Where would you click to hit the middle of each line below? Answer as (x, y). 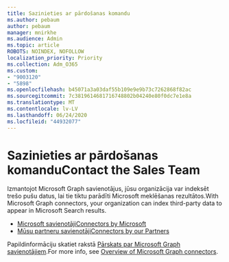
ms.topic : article (33, 45)
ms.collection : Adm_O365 (43, 64)
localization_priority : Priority (55, 58)
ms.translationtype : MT (41, 103)
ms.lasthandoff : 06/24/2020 (47, 115)
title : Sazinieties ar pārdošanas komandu (69, 13)
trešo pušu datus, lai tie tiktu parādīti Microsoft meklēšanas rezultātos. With (113, 196)
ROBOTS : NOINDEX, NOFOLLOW (46, 52)
